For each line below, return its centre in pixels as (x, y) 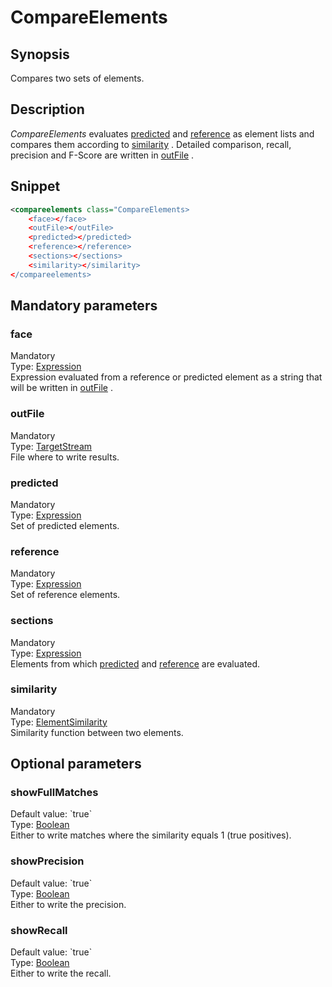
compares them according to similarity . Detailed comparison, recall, (151, 144)
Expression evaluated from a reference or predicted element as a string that (166, 377)
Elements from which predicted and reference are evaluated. (135, 663)
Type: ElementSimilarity (59, 722)
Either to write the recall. (61, 973)
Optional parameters (76, 764)
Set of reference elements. (65, 595)
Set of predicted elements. (65, 525)
